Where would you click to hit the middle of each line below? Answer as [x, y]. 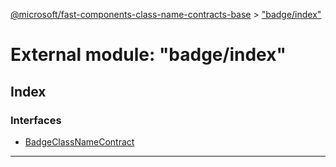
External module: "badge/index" [148, 55]
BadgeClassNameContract [79, 141]
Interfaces [36, 120]
